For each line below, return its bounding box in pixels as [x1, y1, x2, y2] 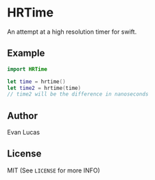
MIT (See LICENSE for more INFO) [7, 166, 101, 175]
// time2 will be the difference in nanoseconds [7, 91, 149, 98]
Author [7, 110, 38, 122]
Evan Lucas [7, 128, 40, 137]
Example [7, 47, 45, 59]
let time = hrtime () [7, 78, 67, 85]
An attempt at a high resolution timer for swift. [7, 27, 137, 36]
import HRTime [7, 65, 48, 73]
